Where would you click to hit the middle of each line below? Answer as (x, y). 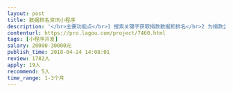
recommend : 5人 (28, 71)
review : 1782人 (28, 59)
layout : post (26, 13)
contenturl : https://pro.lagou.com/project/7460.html (87, 33)
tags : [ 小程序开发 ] (33, 39)
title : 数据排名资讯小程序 (42, 20)
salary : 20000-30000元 (39, 46)
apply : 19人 (24, 65)
